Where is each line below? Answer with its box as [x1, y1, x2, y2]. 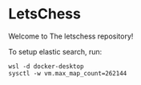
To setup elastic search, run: [8, 47, 103, 56]
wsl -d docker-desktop [8, 62, 84, 71]
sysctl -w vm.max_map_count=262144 [8, 69, 127, 77]
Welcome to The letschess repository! [8, 31, 134, 41]
